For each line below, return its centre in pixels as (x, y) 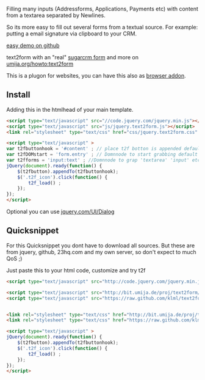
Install (18, 95)
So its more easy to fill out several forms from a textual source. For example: (102, 27)
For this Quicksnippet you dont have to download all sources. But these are (101, 245)
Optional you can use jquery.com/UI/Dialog (60, 212)
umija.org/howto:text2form (40, 64)
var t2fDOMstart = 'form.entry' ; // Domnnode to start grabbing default (102, 155)
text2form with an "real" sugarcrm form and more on (73, 57)
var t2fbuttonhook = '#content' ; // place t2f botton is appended (94, 149)
